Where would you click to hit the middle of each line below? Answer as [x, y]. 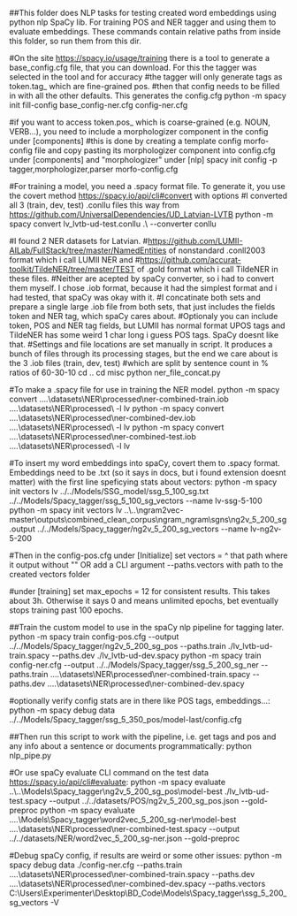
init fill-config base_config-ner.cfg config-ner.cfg [99, 105]
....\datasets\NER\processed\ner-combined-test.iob [103, 436]
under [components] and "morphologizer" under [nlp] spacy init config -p [143, 160]
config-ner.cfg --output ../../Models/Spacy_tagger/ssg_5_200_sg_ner [134, 665]
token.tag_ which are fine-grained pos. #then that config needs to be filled [145, 86]
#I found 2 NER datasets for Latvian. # [79, 241]
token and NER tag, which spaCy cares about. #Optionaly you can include [144, 316]
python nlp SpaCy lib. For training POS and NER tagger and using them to [143, 22]
